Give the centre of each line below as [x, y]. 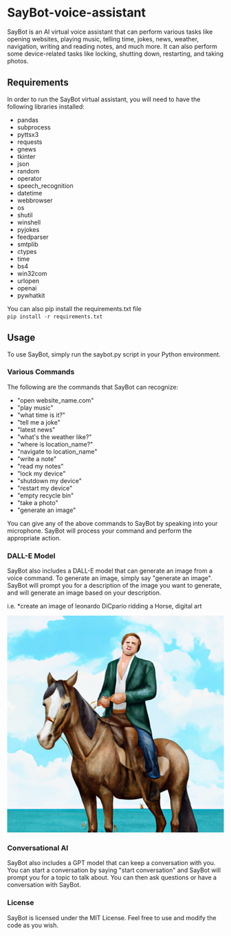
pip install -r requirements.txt [55, 317]
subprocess [34, 127]
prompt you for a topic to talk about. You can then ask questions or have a [112, 877]
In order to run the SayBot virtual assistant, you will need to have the [104, 99]
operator [30, 178]
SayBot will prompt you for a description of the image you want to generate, [114, 586]
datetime [30, 193]
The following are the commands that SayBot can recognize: [93, 387]
